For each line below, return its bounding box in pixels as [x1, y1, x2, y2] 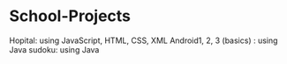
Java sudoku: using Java [9, 44, 100, 54]
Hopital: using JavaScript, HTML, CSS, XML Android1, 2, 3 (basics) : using [9, 35, 278, 46]
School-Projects [9, 6, 131, 26]
